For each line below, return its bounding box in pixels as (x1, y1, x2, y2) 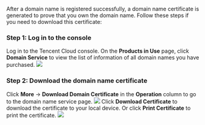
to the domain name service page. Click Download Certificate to (6, 97, 177, 105)
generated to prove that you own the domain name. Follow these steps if (6, 12, 189, 19)
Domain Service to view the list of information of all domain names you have (6, 54, 199, 61)
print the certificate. (6, 112, 56, 119)
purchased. (6, 61, 35, 69)
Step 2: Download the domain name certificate (6, 77, 148, 85)
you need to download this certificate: (6, 18, 102, 25)
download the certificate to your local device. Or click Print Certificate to (6, 104, 191, 112)
